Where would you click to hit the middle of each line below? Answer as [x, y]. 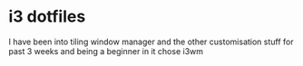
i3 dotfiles [47, 17]
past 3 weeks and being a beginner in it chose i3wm [106, 51]
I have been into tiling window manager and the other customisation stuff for [151, 42]
